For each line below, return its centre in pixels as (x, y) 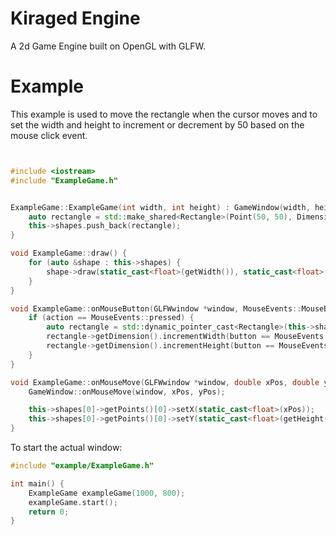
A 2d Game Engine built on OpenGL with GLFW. (108, 46)
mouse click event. (49, 135)
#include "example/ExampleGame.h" (82, 466)
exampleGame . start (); (73, 502)
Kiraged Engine (75, 18)
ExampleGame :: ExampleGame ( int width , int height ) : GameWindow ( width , (160, 207)
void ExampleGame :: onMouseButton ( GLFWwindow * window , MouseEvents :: (156, 308)
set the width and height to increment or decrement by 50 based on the (157, 124)
